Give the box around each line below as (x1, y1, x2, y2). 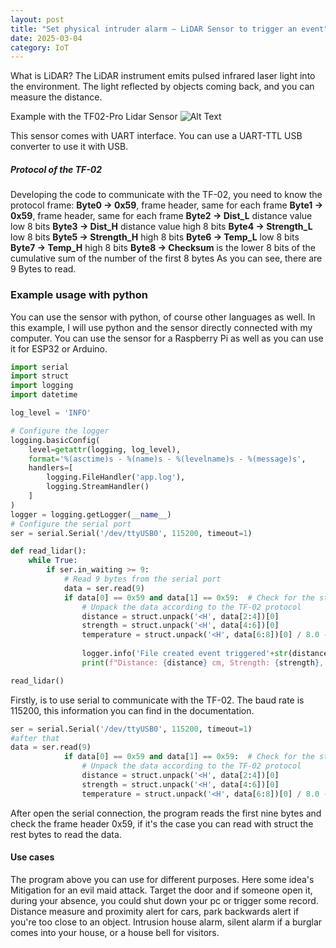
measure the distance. (10, 91, 103, 103)
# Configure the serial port (10, 519, 132, 529)
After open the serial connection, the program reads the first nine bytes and (10, 807, 322, 819)
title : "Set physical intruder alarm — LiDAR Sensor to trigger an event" (10, 24, 329, 34)
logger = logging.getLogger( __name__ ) (10, 509, 172, 520)
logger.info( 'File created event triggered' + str (81, 649, 288, 659)
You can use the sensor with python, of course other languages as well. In (10, 311, 316, 323)
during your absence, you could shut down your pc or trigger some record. (10, 894, 319, 906)
